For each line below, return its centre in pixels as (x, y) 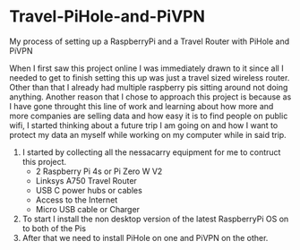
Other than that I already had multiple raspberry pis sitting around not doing (149, 87)
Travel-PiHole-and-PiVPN (107, 17)
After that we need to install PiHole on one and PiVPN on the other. (145, 237)
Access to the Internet (77, 200)
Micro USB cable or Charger (88, 209)
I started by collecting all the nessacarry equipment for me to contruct (151, 152)
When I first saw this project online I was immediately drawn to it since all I (146, 68)
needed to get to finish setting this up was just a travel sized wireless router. (150, 77)
